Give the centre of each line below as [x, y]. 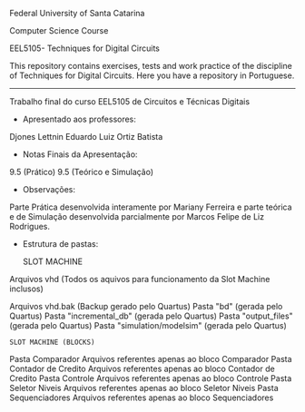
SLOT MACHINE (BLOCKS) [52, 342]
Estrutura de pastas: [60, 244]
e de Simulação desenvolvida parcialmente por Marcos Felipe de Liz [137, 216]
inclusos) [26, 289]
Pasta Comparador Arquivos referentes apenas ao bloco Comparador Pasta [151, 359]
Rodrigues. [30, 226]
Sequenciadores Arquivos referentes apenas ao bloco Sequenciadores [142, 397]
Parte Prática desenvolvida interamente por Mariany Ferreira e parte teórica [151, 207]
